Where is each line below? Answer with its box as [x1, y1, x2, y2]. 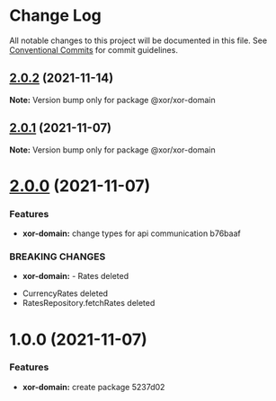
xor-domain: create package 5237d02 [22, 381, 165, 392]
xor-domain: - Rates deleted [22, 271, 129, 282]
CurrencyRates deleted [22, 288, 109, 299]
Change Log [9, 5, 102, 26]
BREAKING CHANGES [9, 250, 106, 263]
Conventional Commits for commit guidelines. [9, 44, 178, 55]
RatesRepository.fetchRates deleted [22, 298, 156, 309]
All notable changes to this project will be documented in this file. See [9, 35, 268, 46]
